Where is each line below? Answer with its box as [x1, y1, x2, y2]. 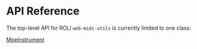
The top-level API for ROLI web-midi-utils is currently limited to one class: [6, 24, 192, 31]
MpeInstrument [6, 36, 45, 43]
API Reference [6, 4, 80, 18]
